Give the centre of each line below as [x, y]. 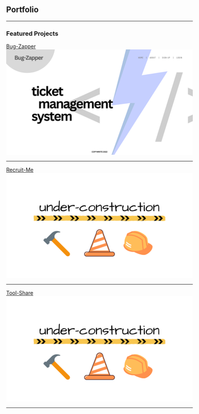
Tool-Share [20, 293]
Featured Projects [32, 33]
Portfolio [23, 10]
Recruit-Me [20, 170]
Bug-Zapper [21, 46]
